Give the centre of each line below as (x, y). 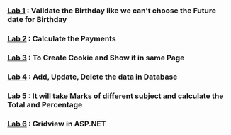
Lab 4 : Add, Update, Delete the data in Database (92, 77)
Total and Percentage (45, 104)
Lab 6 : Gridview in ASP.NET (57, 124)
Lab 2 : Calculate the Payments (62, 38)
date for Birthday (37, 19)
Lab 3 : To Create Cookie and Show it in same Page (96, 58)
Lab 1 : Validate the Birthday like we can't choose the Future (112, 11)
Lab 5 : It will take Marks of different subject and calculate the (115, 96)
